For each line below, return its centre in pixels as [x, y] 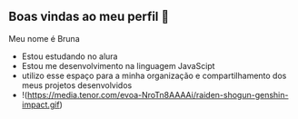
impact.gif [40, 104]
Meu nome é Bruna [44, 38]
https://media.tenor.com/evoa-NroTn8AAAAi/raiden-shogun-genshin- [158, 94]
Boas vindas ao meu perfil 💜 [89, 17]
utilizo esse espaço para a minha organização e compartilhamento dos [154, 75]
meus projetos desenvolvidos [77, 85]
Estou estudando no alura [70, 56]
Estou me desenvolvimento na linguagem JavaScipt [118, 65]
